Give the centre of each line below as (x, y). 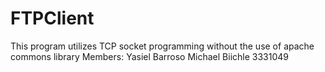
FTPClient (52, 18)
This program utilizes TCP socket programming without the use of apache (162, 46)
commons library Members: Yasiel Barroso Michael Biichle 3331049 (150, 56)
